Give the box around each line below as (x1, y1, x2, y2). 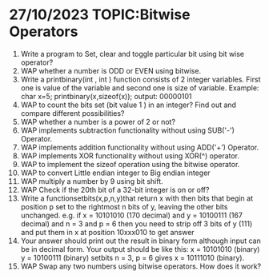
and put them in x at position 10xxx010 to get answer (20, 227, 195, 237)
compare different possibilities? (20, 108, 125, 118)
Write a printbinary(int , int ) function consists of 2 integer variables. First (20, 74, 261, 84)
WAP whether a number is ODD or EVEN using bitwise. (20, 66, 202, 75)
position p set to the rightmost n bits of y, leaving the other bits (20, 201, 228, 211)
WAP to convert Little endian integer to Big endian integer (20, 168, 211, 177)
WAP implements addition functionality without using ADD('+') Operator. (20, 142, 259, 152)
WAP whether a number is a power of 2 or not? (20, 117, 175, 126)
